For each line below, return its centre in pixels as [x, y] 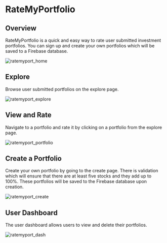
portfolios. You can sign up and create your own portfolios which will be [80, 46]
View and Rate [28, 115]
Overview [21, 28]
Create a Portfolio [33, 159]
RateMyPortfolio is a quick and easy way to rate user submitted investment [83, 40]
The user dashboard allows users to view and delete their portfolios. [76, 225]
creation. [14, 187]
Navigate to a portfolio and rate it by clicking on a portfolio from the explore [84, 127]
